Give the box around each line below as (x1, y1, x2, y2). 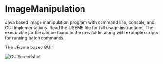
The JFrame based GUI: (5, 44, 53, 50)
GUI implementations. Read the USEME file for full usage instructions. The (5, 24, 154, 30)
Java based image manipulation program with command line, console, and (5, 19, 155, 25)
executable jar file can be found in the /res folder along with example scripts (5, 30, 158, 35)
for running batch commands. (5, 35, 65, 41)
